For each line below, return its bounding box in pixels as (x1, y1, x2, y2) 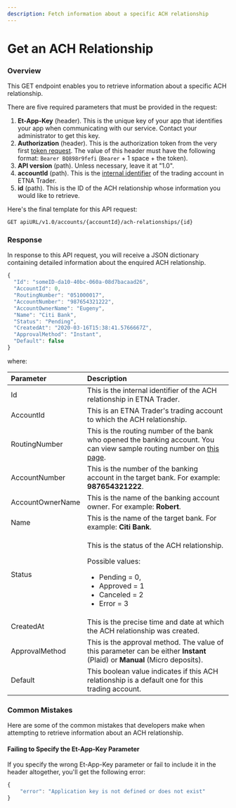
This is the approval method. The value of (86, 637, 224, 647)
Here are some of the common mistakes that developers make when (7, 721, 205, 730)
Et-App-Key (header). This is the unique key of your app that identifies (17, 117, 223, 125)
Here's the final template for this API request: (7, 205, 138, 213)
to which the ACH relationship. (86, 414, 188, 424)
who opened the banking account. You (86, 435, 215, 445)
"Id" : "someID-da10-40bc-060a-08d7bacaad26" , (13, 279, 150, 286)
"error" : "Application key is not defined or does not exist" (20, 788, 206, 795)
